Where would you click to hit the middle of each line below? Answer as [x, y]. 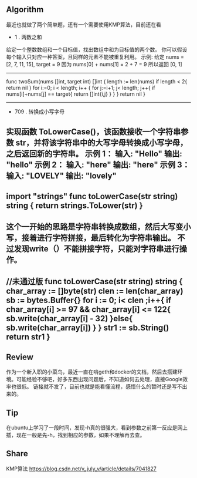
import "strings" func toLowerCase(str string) [92, 196]
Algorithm [25, 10]
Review [20, 357]
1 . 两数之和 [28, 37]
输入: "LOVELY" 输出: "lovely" [62, 176]
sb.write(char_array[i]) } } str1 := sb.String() [88, 328]
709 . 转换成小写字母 [39, 112]
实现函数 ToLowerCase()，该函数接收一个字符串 [94, 132]
